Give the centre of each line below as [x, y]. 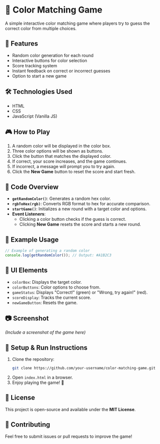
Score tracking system [34, 65]
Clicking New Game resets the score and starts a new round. [80, 224]
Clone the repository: [33, 359]
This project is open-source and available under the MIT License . [70, 409]
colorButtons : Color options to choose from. [56, 287]
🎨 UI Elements [26, 270]
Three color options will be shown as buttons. [57, 151]
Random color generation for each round [53, 55]
